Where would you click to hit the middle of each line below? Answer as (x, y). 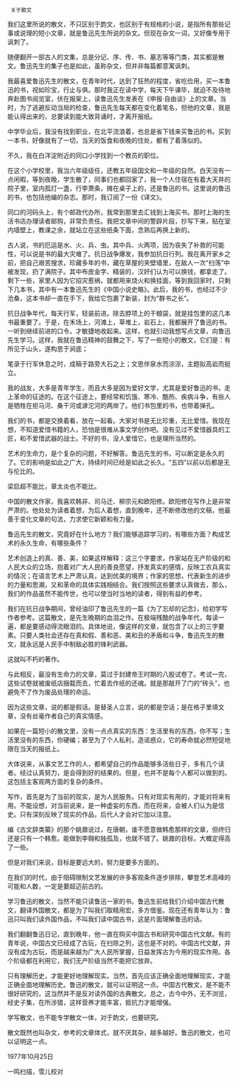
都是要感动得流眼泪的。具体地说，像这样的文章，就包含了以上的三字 (119, 626)
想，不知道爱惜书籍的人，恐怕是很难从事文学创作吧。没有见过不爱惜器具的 (116, 429)
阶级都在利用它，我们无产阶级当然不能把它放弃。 (85, 961)
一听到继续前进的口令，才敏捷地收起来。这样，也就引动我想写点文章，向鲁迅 (119, 331)
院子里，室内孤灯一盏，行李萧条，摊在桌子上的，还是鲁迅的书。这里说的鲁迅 (119, 188)
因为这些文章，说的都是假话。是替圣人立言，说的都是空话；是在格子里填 (113, 707)
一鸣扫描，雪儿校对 (35, 1071)
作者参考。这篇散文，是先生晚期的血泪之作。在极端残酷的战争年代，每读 (113, 617)
